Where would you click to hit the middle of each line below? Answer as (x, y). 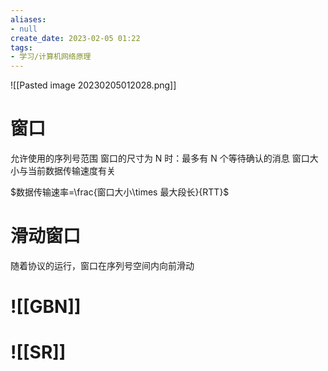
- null (24, 29)
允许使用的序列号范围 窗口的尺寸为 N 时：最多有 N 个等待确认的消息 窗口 (160, 158)
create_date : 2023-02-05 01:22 (75, 38)
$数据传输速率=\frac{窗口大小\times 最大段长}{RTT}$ (120, 192)
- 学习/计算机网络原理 (51, 57)
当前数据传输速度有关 (71, 171)
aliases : (28, 19)
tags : (21, 47)
